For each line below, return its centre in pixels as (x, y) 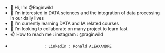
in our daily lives (27, 18)
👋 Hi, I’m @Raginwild (31, 8)
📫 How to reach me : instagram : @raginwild (56, 34)
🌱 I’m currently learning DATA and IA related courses (64, 23)
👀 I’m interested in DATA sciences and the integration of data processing (85, 13)
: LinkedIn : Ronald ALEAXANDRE (78, 46)
